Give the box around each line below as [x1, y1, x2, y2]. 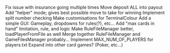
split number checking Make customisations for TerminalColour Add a [5, 15, 151, 21]
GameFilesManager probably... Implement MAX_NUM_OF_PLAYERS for [5, 36, 154, 42]
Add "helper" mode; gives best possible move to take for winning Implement [5, 10, 165, 16]
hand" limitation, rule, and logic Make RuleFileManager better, [5, 26, 134, 32]
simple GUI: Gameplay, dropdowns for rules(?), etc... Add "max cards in [5, 20, 155, 26]
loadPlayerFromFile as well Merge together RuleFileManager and [5, 31, 141, 37]
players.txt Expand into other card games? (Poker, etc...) [5, 42, 123, 47]
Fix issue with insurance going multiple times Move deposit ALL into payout [5, 5, 163, 10]
